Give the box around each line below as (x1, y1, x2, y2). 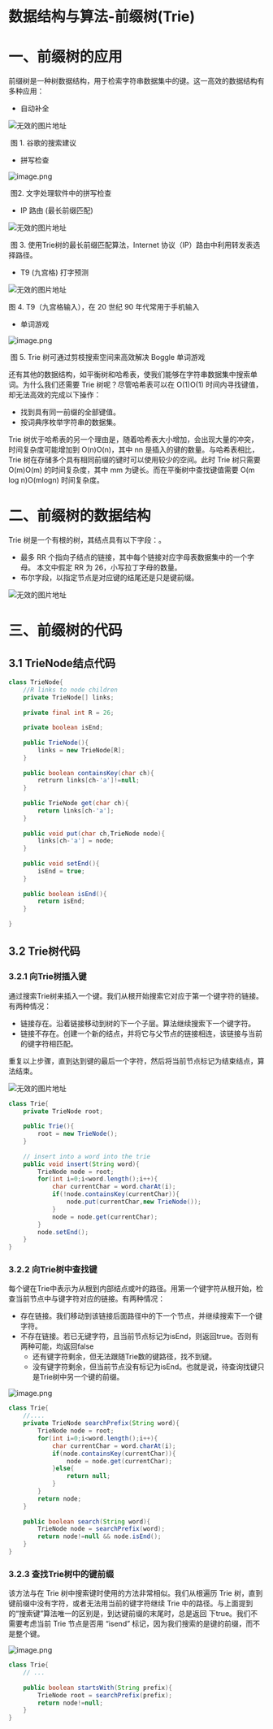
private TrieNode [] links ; (23, 693, 115, 701)
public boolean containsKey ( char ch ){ (23, 769, 154, 777)
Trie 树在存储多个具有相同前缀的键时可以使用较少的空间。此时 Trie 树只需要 (8, 455, 262, 465)
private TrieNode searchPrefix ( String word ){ (23, 1419, 180, 1428)
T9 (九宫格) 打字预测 (19, 267, 89, 277)
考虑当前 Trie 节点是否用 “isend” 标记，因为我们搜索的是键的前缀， (22, 1618, 246, 1629)
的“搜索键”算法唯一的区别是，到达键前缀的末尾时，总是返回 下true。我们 (8, 1609, 251, 1618)
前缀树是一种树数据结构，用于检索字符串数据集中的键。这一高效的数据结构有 (8, 76, 265, 86)
